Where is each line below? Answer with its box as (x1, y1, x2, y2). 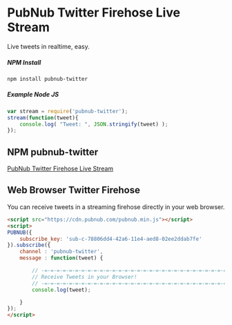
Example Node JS (7, 90, 59, 99)
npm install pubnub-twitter (7, 75, 88, 82)
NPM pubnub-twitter (7, 146, 99, 158)
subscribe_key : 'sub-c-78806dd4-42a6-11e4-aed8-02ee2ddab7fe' (19, 235, 202, 242)
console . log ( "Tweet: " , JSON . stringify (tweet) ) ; (19, 121, 168, 128)
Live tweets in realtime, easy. (7, 42, 90, 50)
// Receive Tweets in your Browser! (32, 273, 137, 280)
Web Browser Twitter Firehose (7, 184, 140, 196)
